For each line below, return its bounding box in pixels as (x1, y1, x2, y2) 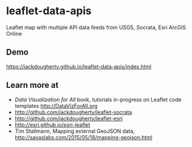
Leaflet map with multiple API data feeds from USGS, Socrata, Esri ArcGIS (6, 24, 186, 31)
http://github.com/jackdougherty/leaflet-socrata (14, 108, 132, 116)
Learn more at (6, 80, 59, 90)
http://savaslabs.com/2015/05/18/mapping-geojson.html (14, 133, 153, 140)
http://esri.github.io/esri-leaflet (14, 121, 91, 128)
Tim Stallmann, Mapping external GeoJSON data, (14, 127, 135, 135)
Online (6, 30, 23, 37)
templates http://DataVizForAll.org (14, 102, 98, 109)
